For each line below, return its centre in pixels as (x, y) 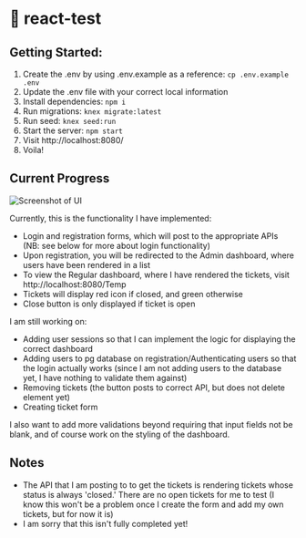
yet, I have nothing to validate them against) (105, 378)
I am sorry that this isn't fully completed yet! (105, 523)
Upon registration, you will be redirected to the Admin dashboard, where (158, 255)
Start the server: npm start (72, 130)
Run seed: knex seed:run (69, 121)
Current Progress (60, 178)
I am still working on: (48, 321)
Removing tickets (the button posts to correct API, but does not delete (153, 388)
